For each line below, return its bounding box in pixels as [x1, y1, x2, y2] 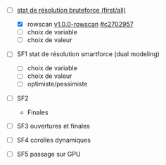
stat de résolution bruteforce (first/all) [16, 6, 126, 14]
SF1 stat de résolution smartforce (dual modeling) [16, 50, 160, 58]
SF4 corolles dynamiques [16, 136, 91, 144]
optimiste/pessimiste [27, 80, 88, 88]
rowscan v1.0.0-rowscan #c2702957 [27, 20, 134, 29]
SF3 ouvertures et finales [16, 121, 91, 130]
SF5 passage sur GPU [16, 150, 81, 158]
